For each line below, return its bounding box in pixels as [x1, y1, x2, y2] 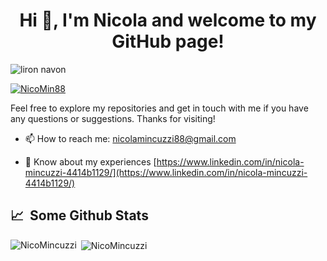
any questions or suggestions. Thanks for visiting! [10, 112, 216, 124]
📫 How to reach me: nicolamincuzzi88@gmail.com [24, 132, 237, 144]
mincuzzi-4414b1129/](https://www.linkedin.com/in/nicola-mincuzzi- [24, 166, 308, 178]
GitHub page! [111, 30, 225, 53]
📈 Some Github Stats [10, 207, 149, 224]
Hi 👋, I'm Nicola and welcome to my [19, 9, 317, 32]
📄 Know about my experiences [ [24, 155, 157, 168]
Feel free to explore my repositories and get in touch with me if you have [10, 102, 309, 114]
